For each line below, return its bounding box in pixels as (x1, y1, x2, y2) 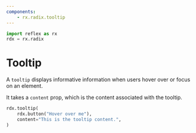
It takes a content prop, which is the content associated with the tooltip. (6, 94, 182, 101)
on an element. (6, 82, 43, 89)
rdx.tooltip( (6, 106, 39, 112)
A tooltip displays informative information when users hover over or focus (6, 76, 191, 83)
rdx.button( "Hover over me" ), (17, 111, 93, 117)
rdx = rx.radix (6, 36, 44, 42)
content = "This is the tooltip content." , (17, 116, 121, 122)
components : (6, 8, 36, 15)
